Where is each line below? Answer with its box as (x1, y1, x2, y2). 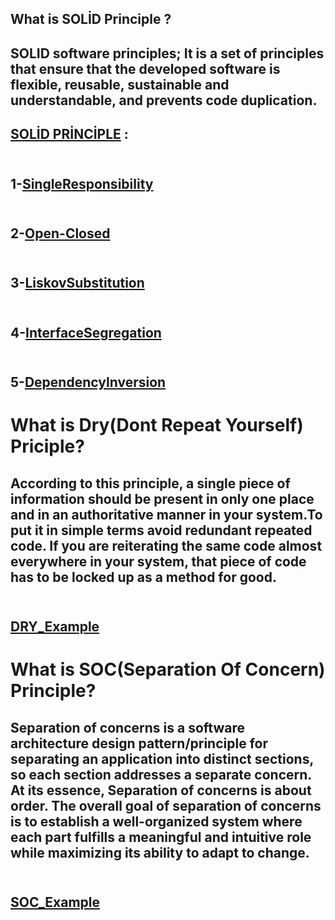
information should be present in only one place (10, 490, 315, 507)
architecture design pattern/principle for (10, 735, 268, 752)
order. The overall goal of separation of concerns (10, 797, 322, 814)
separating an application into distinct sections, (10, 750, 314, 767)
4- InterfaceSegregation (10, 324, 162, 341)
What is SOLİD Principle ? (10, 11, 172, 28)
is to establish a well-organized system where (10, 813, 303, 830)
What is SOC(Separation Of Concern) (10, 658, 326, 681)
